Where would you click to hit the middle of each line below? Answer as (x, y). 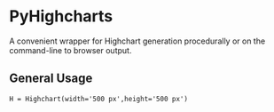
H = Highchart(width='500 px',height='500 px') (99, 99)
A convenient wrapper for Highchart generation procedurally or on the (137, 41)
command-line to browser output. (70, 50)
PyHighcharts (61, 16)
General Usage (51, 79)
